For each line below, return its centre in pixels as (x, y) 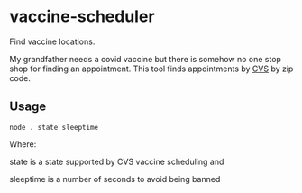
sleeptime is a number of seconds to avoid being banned (115, 179)
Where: (23, 144)
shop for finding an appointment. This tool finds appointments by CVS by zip (151, 69)
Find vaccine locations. (52, 41)
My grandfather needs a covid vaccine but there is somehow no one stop (146, 59)
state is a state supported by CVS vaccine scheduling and (117, 161)
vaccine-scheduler (82, 17)
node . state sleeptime (54, 127)
